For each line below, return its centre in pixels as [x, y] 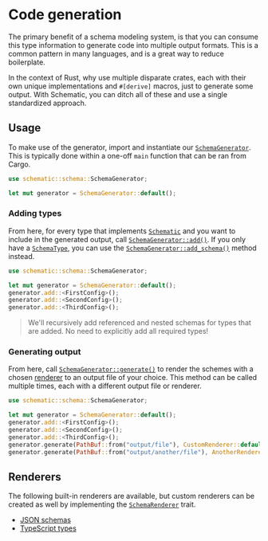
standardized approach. [47, 103]
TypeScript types [48, 528]
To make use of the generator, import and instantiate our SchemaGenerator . [130, 147]
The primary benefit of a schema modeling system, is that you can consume [134, 37]
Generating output [45, 352]
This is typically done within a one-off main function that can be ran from [128, 155]
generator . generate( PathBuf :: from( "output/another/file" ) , [108, 452]
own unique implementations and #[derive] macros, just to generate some [131, 86]
